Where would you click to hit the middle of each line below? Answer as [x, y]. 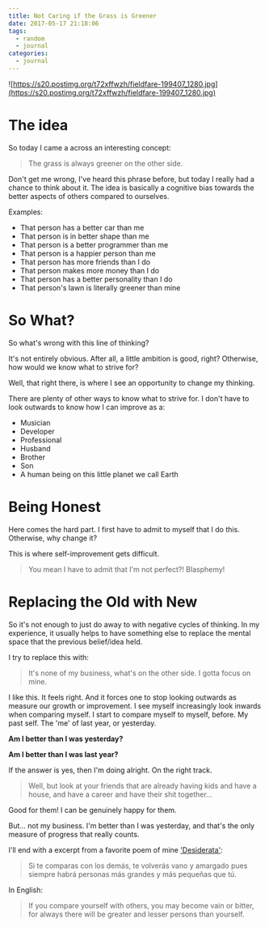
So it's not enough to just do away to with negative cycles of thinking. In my [134, 624]
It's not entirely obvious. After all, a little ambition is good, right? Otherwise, [133, 358]
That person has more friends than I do [85, 262]
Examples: [25, 212]
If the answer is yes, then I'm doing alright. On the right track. [110, 770]
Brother [33, 457]
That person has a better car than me [82, 227]
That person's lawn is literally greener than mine [100, 287]
